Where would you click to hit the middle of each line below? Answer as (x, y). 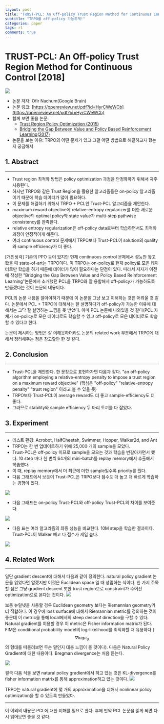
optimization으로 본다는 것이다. (35, 595)
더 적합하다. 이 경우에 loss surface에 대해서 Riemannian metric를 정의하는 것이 (81, 611)
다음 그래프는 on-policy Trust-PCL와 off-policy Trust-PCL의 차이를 (77, 502)
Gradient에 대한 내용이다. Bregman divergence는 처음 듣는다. (64, 653)
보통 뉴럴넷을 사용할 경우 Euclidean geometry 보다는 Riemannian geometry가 (80, 605)
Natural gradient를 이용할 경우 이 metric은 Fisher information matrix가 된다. (79, 624)
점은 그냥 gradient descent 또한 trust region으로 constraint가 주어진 (76, 589)
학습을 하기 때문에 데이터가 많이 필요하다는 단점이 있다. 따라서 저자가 (83, 269)
